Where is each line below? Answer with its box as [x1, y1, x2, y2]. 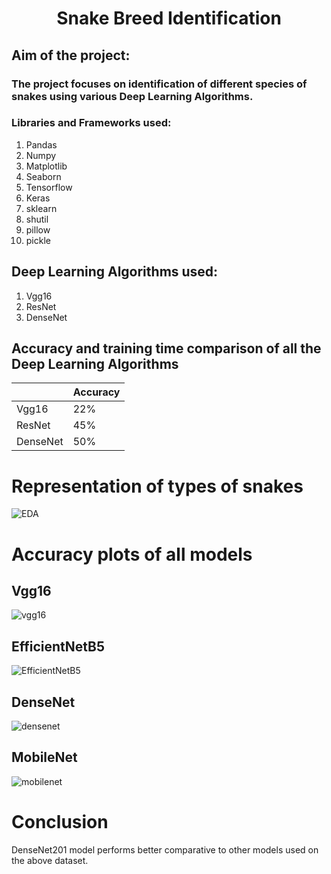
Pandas [25, 138, 58, 151]
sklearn [25, 202, 58, 214]
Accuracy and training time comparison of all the [11, 340, 322, 357]
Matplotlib [25, 160, 68, 172]
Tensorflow [25, 181, 73, 193]
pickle [25, 234, 51, 246]
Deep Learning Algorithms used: [11, 263, 219, 281]
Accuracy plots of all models [11, 543, 253, 566]
